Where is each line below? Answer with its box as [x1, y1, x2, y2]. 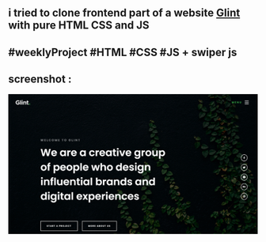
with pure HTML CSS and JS [8, 19, 150, 32]
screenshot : [8, 73, 72, 86]
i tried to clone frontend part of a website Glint [8, 6, 241, 20]
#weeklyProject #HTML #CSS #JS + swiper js [8, 45, 237, 59]
